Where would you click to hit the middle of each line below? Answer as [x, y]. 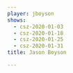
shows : [17, 20]
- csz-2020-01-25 [39, 40]
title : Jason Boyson [37, 53]
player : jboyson [31, 14]
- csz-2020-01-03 [39, 26]
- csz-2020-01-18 [39, 33]
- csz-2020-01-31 [39, 46]
